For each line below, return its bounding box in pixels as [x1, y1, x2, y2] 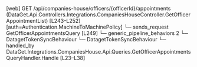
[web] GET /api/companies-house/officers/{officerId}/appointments [6, 5, 171, 12]
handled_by [6, 42, 35, 49]
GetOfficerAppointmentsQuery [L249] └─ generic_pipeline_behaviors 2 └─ [6, 30, 189, 37]
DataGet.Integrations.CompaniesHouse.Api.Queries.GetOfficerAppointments [6, 48, 191, 55]
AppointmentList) [6, 17, 48, 24]
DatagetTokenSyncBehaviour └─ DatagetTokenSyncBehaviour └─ [6, 36, 166, 43]
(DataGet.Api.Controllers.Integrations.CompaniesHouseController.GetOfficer [6, 11, 191, 18]
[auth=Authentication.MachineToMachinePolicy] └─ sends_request [6, 23, 169, 30]
